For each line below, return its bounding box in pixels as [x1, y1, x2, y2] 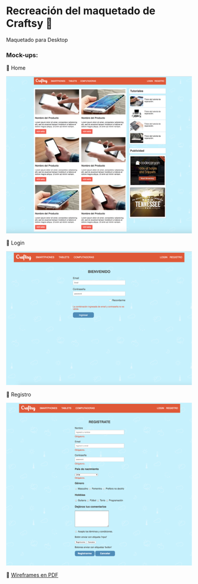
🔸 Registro [6, 391, 31, 398]
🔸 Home [6, 64, 26, 71]
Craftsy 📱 [6, 17, 53, 30]
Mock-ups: [6, 51, 38, 59]
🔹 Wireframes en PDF [6, 571, 59, 578]
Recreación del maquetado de [6, 4, 156, 18]
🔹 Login [6, 239, 25, 246]
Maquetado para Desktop [6, 36, 68, 43]
